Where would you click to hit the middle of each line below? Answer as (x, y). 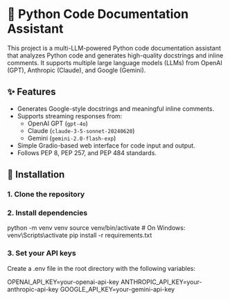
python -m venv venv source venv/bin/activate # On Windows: (96, 228)
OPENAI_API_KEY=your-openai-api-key (63, 282)
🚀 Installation (36, 175)
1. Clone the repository (46, 195)
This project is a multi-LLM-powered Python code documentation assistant (114, 48)
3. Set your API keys (42, 254)
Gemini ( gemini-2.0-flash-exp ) (72, 138)
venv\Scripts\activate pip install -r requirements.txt (80, 236)
